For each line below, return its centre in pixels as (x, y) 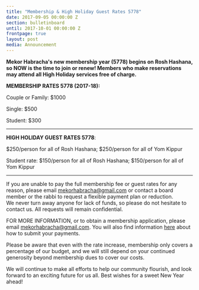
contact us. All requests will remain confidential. (65, 209)
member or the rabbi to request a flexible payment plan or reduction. (90, 196)
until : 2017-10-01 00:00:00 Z (44, 28)
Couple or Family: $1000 (36, 97)
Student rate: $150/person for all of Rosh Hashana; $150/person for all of (95, 160)
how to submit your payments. (43, 233)
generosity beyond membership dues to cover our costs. (76, 257)
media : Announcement (32, 45)
